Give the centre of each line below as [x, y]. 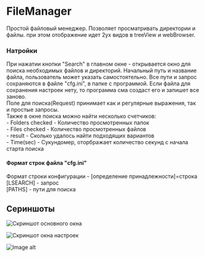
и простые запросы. [33, 110]
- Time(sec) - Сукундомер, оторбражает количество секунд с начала [97, 142]
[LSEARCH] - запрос [33, 183]
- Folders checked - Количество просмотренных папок [78, 123]
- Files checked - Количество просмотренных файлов [76, 129]
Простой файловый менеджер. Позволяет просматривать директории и [101, 28]
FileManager [39, 11]
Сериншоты [31, 209]
